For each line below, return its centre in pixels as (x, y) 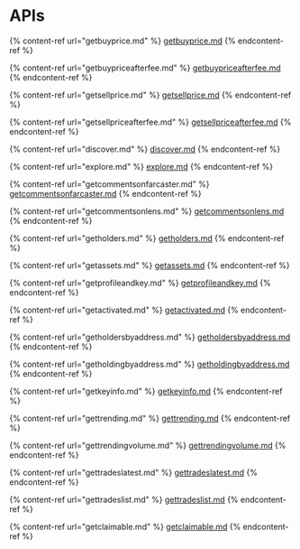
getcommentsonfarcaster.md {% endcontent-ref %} (106, 193)
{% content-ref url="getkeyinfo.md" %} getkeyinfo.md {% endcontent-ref (146, 391)
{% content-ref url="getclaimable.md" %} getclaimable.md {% (125, 526)
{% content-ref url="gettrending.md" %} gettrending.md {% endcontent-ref (150, 418)
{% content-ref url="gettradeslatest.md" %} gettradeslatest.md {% (134, 472)
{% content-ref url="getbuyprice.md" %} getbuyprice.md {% (123, 41)
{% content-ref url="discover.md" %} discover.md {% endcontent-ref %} (145, 149)
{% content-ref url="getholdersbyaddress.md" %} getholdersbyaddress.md (150, 337)
